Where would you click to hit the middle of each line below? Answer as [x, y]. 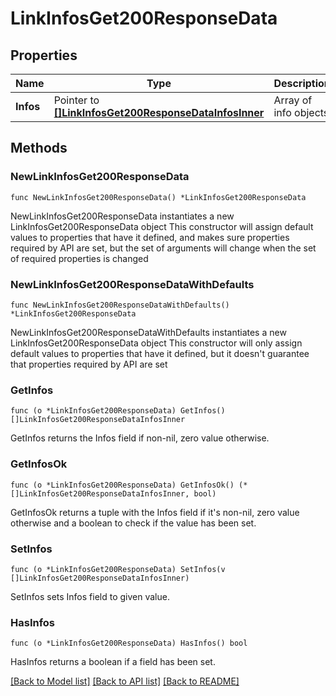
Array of [293, 100]
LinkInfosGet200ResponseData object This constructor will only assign [156, 343]
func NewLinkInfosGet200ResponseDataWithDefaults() [120, 305]
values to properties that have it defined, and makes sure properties [150, 237]
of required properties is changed [79, 258]
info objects [301, 112]
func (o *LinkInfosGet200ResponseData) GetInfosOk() [122, 485]
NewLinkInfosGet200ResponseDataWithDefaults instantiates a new [148, 332]
